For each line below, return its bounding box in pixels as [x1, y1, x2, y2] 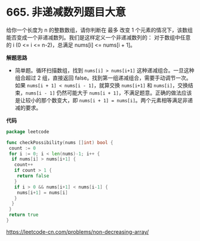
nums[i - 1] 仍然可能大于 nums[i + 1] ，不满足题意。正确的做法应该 [25, 89, 192, 96]
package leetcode [6, 129, 50, 135]
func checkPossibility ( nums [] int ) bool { [6, 139, 113, 145]
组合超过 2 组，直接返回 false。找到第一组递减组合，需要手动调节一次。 [14, 74, 192, 81]
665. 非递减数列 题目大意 [6, 5, 127, 19]
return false [17, 173, 50, 179]
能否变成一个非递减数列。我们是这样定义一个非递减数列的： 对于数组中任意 [6, 33, 191, 41]
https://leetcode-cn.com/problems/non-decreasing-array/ [6, 228, 149, 235]
